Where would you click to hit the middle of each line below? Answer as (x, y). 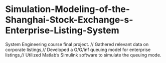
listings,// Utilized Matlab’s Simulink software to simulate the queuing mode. (83, 55)
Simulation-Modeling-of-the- (68, 9)
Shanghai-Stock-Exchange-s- (69, 20)
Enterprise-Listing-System (62, 30)
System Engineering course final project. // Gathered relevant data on (77, 44)
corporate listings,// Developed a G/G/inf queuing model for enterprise (78, 49)
